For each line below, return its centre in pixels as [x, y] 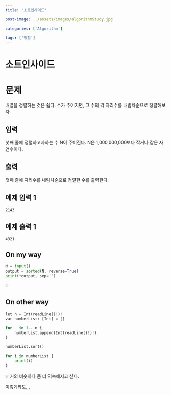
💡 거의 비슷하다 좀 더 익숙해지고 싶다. [42, 376]
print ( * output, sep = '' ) [31, 276]
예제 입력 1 [21, 198]
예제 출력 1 [21, 227]
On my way [23, 255]
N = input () [18, 266]
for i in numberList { [29, 356]
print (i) [24, 361]
